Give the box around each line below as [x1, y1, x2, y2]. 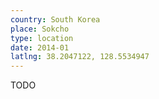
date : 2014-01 [10, 42, 70, 53]
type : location [10, 33, 74, 43]
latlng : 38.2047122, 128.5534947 [10, 52, 150, 62]
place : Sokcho [10, 24, 70, 34]
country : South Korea [10, 14, 101, 25]
